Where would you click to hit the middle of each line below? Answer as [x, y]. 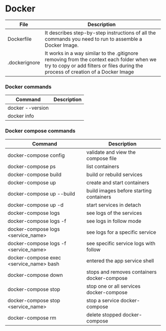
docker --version [28, 108]
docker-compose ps [32, 166]
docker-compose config [36, 155]
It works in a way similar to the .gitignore [91, 53]
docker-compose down [35, 275]
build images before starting [119, 191]
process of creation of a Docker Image [89, 71]
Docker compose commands [40, 131]
